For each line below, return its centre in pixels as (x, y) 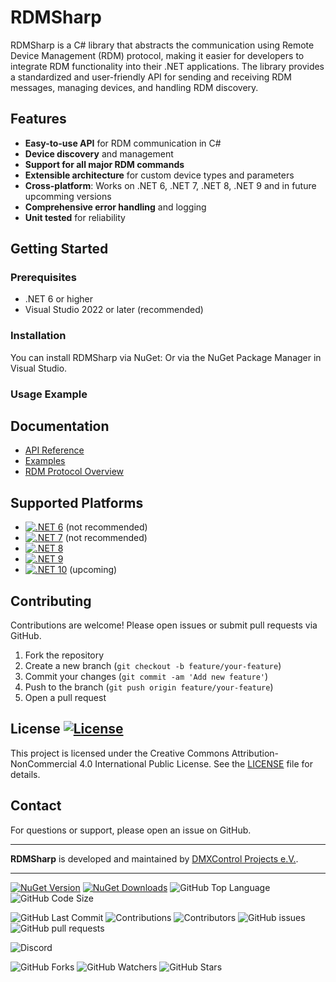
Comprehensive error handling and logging (115, 207)
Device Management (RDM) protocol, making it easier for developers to (157, 55)
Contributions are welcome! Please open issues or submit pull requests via (164, 625)
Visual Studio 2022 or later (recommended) (114, 310)
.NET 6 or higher (58, 299)
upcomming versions (68, 196)
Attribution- (255, 753)
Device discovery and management (99, 153)
